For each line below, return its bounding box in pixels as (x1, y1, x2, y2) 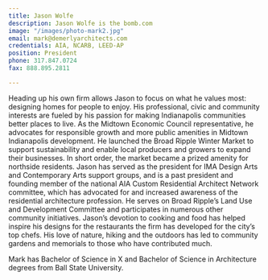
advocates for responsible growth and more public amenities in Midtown (8, 127, 249, 137)
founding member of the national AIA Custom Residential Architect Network (8, 179, 259, 188)
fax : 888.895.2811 (8, 64, 70, 72)
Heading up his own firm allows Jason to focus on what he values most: (8, 93, 247, 103)
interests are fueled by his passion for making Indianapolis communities (8, 110, 246, 120)
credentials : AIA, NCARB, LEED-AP (8, 42, 125, 50)
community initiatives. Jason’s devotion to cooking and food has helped (8, 212, 245, 222)
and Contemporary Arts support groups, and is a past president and (8, 170, 233, 179)
